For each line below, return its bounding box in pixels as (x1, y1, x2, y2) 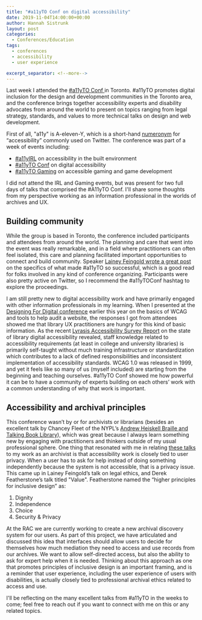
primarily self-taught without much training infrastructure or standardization (6, 346, 195, 353)
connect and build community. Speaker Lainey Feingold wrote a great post (6, 258, 191, 265)
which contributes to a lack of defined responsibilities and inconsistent (6, 353, 182, 360)
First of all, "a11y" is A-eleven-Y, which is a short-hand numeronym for (6, 130, 180, 138)
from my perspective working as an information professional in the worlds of (6, 192, 197, 200)
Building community (6, 216, 84, 226)
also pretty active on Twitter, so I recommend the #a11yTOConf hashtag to (6, 277, 190, 284)
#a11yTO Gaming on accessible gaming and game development (14, 168, 172, 175)
